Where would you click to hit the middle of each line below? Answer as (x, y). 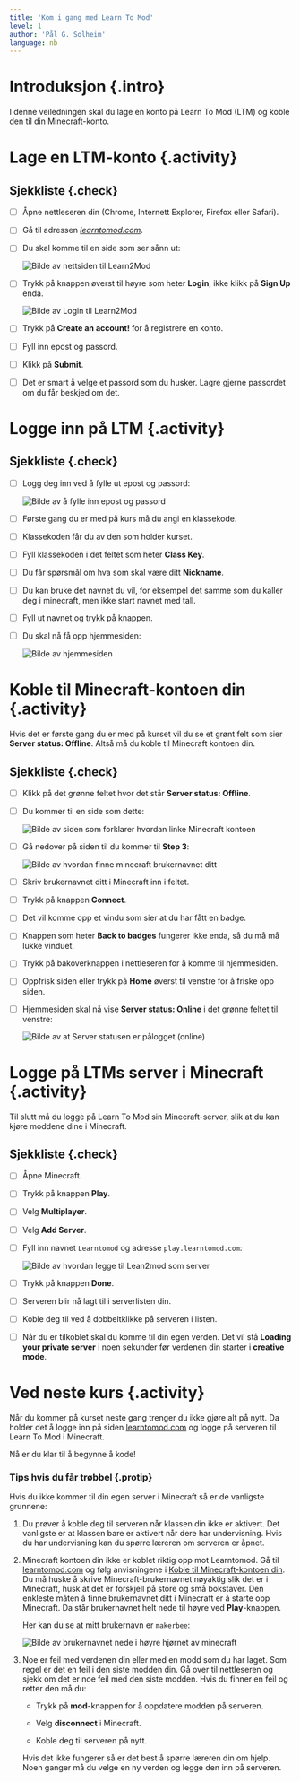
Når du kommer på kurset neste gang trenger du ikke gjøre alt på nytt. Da (145, 1417)
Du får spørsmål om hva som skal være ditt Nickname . (123, 572)
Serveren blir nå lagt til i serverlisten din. (97, 1300)
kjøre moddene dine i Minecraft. (68, 1126)
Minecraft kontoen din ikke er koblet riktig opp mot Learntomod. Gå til (150, 1560)
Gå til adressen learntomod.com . (82, 230)
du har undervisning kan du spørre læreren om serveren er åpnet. (143, 1543)
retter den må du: (54, 1689)
